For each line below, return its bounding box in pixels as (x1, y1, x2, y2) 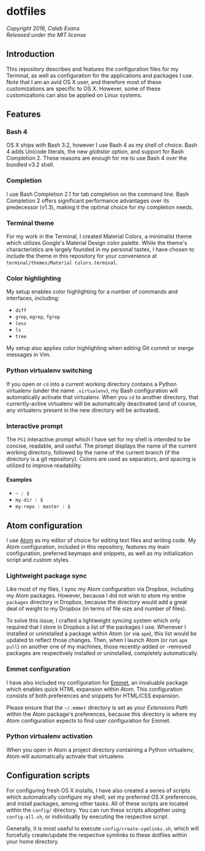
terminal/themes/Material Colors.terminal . (6, 259, 118, 266)
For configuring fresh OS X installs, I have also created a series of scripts (6, 787, 191, 794)
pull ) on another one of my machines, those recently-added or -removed (6, 643, 192, 650)
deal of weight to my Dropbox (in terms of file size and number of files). (6, 605, 187, 612)
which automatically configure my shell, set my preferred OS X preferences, (6, 793, 198, 801)
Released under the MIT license (6, 31, 87, 38)
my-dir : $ (15, 497, 43, 503)
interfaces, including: (6, 295, 60, 302)
